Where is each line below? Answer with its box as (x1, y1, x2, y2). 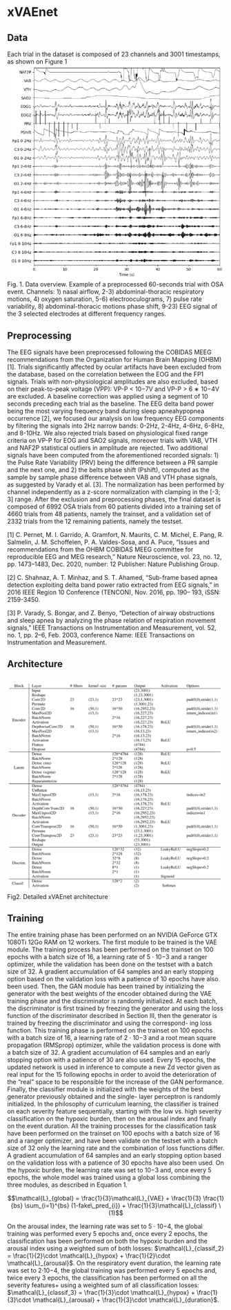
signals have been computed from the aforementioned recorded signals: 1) (7, 451, 219, 460)
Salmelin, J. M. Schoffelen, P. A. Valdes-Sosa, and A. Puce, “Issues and (7, 538, 210, 547)
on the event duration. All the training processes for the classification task (7, 1122, 217, 1130)
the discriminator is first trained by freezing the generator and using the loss (7, 1004, 224, 1012)
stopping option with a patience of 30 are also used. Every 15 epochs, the (7, 1056, 217, 1064)
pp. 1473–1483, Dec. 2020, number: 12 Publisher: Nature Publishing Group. (7, 560, 219, 568)
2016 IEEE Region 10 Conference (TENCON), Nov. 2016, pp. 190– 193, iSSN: (7, 588, 221, 597)
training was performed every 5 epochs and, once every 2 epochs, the (7, 1230, 208, 1238)
